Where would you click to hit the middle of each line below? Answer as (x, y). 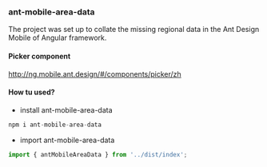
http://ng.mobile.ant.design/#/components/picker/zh (95, 74)
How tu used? (32, 92)
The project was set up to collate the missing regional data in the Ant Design (134, 30)
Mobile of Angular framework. (58, 38)
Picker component (40, 56)
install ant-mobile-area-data (66, 109)
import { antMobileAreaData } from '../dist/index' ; (98, 154)
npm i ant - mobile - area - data (55, 125)
